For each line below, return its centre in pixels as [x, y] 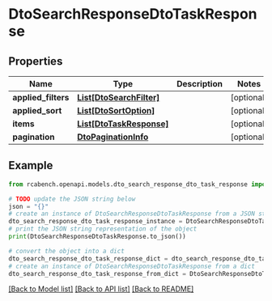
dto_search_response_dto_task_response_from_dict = [97, 273]
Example [31, 165]
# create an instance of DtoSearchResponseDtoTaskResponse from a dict [132, 266]
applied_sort [37, 110]
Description [200, 84]
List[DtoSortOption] [116, 110]
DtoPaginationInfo [113, 137]
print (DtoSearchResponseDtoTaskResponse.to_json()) [97, 237]
